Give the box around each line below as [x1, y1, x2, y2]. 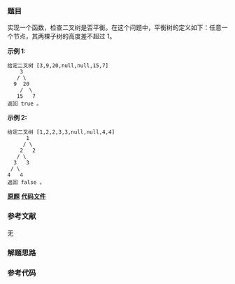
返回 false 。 [7, 179, 45, 186]
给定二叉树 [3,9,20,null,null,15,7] [7, 62, 109, 69]
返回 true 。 [7, 100, 42, 108]
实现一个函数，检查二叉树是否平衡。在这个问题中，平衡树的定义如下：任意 [7, 23, 222, 32]
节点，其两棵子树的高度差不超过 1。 [13, 32, 116, 41]
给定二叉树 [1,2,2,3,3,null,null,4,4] [7, 129, 115, 136]
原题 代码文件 [7, 192, 46, 201]
